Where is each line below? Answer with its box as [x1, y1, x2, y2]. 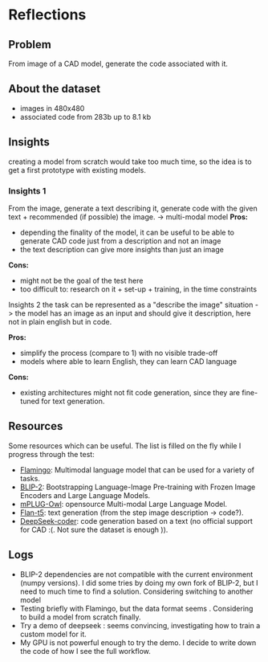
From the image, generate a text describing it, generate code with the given [8, 203, 258, 213]
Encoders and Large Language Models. [19, 490, 151, 500]
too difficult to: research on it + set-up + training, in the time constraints [19, 284, 258, 294]
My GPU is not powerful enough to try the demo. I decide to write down [19, 637, 257, 648]
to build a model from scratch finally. [19, 612, 142, 622]
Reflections [8, 6, 87, 24]
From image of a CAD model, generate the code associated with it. [8, 59, 229, 68]
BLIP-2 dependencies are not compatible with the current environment [19, 569, 254, 579]
